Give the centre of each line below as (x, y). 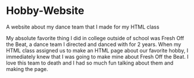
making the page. (27, 69)
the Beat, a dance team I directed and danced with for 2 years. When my (94, 44)
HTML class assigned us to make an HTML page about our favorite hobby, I (97, 50)
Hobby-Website (45, 11)
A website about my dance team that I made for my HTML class (83, 27)
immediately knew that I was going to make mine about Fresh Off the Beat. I (97, 56)
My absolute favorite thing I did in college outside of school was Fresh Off (95, 38)
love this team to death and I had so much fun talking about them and (90, 63)
